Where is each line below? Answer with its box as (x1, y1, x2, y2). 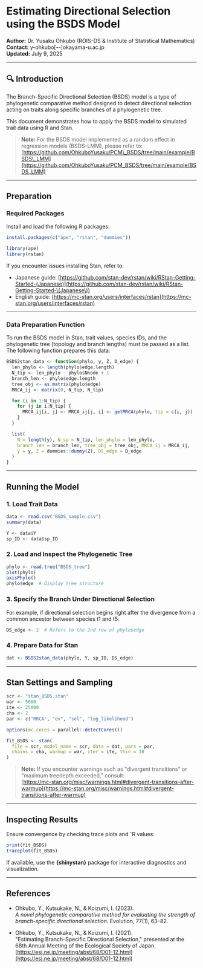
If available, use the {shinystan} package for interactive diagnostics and (6, 858, 187, 866)
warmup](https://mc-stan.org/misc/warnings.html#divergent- (21, 785, 175, 792)
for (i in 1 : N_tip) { (11, 397, 66, 404)
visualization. (6, 865, 39, 872)
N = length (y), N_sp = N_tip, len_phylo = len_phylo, (17, 437, 155, 443)
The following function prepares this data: (6, 347, 111, 355)
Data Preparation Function (6, 320, 85, 329)
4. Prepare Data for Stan (6, 641, 79, 650)
